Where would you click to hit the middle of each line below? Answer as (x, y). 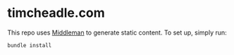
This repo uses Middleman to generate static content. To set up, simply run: (117, 32)
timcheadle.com (56, 13)
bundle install (30, 45)
